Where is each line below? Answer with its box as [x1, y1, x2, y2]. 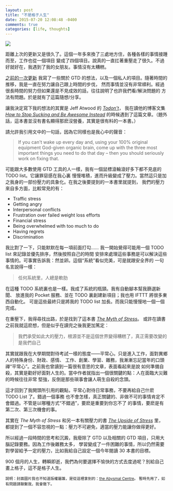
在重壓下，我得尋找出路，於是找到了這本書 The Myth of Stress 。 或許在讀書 [5, 316, 166, 322]
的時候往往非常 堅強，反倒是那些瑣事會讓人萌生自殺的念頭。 [5, 376, 133, 383]
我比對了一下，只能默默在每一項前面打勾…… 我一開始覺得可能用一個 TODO [5, 245, 164, 251]
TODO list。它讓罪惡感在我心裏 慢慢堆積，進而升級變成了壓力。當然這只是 [5, 173, 162, 179]
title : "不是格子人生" [5, 12, 49, 17]
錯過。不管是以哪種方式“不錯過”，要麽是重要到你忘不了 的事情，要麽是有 [9, 400, 164, 406]
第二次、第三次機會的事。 [5, 407, 60, 413]
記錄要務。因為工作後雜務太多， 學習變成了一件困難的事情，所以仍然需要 [9, 441, 165, 447]
